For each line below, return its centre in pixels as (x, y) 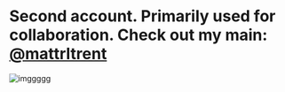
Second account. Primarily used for (142, 16)
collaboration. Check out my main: (139, 35)
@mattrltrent (58, 54)
